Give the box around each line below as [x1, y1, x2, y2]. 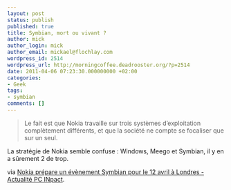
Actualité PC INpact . [7, 175, 65, 183]
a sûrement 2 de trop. [7, 154, 69, 162]
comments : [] [7, 100, 45, 107]
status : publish [7, 17, 54, 23]
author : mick [7, 36, 45, 43]
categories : [7, 74, 41, 82]
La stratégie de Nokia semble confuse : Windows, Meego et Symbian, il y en [7, 146, 225, 155]
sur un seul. [24, 133, 58, 142]
